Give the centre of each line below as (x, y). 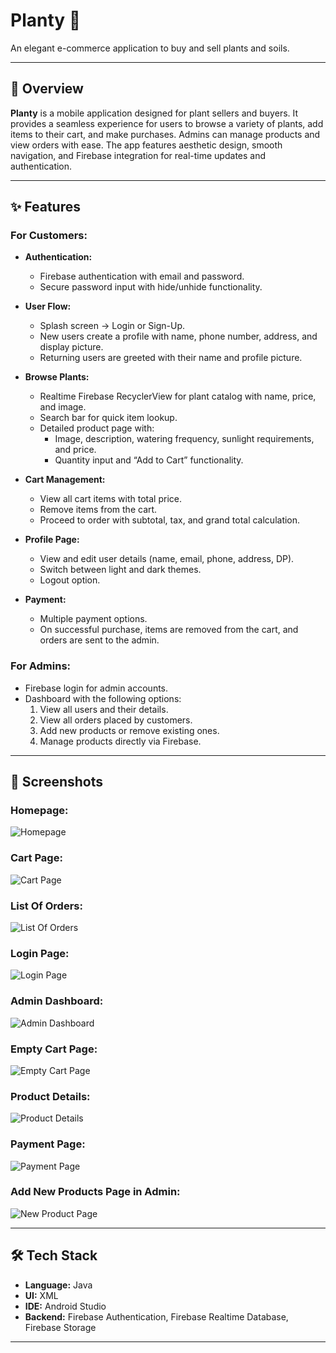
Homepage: (39, 811)
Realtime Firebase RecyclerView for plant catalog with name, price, (178, 396)
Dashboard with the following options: (103, 698)
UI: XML (41, 1295)
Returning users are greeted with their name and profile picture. (171, 358)
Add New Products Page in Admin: (95, 1192)
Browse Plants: (57, 377)
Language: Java (58, 1285)
